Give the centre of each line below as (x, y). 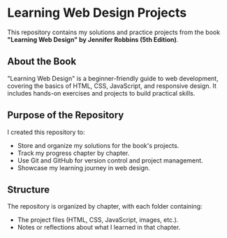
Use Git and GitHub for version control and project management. (110, 160)
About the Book (42, 62)
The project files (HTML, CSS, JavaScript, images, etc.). (98, 220)
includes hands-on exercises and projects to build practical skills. (101, 93)
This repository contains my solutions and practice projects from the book (114, 32)
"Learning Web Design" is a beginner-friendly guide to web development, (113, 78)
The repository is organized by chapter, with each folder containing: (105, 207)
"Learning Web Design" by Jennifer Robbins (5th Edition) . (93, 39)
